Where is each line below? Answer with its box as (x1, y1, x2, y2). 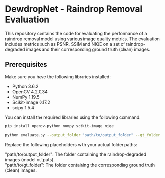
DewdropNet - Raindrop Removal (5, 3, 143, 15)
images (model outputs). (5, 156, 55, 162)
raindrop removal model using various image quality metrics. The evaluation (5, 36, 160, 42)
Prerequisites (5, 60, 47, 69)
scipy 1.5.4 (12, 104, 35, 110)
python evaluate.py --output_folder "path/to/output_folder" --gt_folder (5, 132, 161, 137)
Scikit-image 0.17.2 (12, 99, 50, 105)
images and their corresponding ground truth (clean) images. (26, 46, 151, 52)
